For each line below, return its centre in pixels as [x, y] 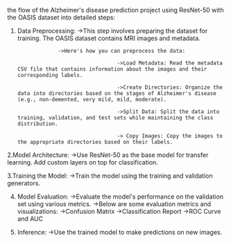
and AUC [30, 219]
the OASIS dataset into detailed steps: [61, 17]
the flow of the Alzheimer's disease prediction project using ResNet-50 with [115, 10]
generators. [24, 183]
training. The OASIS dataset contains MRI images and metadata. [109, 38]
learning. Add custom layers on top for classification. [83, 162]
